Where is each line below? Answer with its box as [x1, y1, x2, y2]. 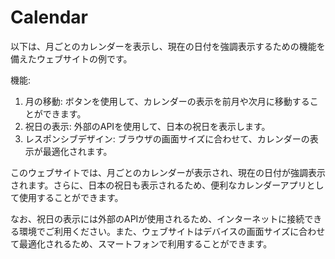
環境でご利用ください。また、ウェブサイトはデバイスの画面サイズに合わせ [18, 225, 326, 237]
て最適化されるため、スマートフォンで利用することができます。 [10, 237, 273, 250]
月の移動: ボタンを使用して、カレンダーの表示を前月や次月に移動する [24, 95, 310, 107]
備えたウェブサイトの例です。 [10, 52, 133, 65]
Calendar [10, 6, 88, 29]
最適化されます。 [42, 145, 113, 157]
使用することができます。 [18, 191, 124, 203]
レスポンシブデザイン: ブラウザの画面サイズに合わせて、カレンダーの [24, 132, 310, 145]
